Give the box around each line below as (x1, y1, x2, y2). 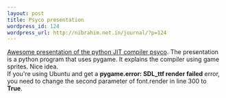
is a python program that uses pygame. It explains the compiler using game (7, 56, 220, 64)
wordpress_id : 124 (7, 23, 60, 29)
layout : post (7, 10, 45, 17)
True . (7, 84, 23, 93)
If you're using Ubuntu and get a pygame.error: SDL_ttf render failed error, (7, 70, 221, 78)
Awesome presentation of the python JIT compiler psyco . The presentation (7, 48, 219, 56)
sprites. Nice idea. (7, 62, 58, 71)
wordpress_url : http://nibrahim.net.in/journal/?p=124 (7, 29, 167, 36)
